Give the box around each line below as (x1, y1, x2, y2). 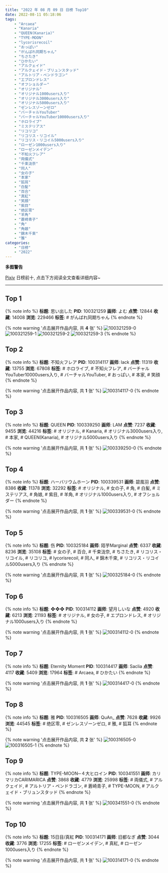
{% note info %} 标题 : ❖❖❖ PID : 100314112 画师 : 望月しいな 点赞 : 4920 (5, 606, 154, 612)
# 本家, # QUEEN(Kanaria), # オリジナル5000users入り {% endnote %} (5, 434, 151, 440)
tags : (5, 17, 16, 22)
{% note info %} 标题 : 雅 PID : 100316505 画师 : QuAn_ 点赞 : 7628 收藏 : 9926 (5, 714, 161, 720)
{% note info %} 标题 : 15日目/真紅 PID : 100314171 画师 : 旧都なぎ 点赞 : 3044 (5, 834, 159, 840)
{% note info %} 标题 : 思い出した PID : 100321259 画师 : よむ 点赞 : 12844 (5, 308, 152, 314)
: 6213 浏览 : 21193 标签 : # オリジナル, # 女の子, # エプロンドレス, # (9, 612, 146, 618)
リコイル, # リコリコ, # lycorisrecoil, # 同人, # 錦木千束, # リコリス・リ (5, 555, 150, 561)
